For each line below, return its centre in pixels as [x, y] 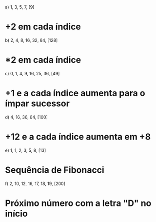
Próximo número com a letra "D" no [78, 203]
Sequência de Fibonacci [55, 170]
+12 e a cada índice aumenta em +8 [78, 137]
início [16, 213]
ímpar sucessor [37, 104]
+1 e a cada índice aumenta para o [75, 93]
